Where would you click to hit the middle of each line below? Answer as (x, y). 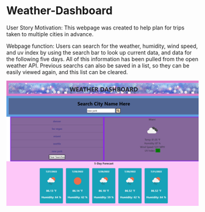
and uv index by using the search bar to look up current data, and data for (99, 52)
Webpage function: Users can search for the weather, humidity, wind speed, (102, 46)
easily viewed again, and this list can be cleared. (67, 72)
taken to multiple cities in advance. (50, 34)
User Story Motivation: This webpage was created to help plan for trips (95, 28)
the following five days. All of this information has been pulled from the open (102, 59)
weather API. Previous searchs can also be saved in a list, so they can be (98, 66)
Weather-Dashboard (59, 11)
